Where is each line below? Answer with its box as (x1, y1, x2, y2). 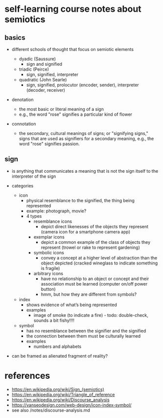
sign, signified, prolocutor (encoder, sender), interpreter (26, 82, 139, 88)
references (4, 370, 50, 381)
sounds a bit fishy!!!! (33, 317, 74, 323)
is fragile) (41, 265, 60, 271)
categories (11, 183, 34, 188)
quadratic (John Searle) (19, 77, 67, 82)
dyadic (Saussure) (19, 56, 56, 62)
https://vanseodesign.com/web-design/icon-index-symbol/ (11, 402, 132, 408)
